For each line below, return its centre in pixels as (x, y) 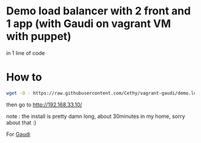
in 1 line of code (26, 53)
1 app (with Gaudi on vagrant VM (89, 24)
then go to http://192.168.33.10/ (44, 104)
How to (24, 77)
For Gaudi (18, 134)
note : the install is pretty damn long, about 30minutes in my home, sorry (96, 116)
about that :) (22, 122)
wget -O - (19, 93)
